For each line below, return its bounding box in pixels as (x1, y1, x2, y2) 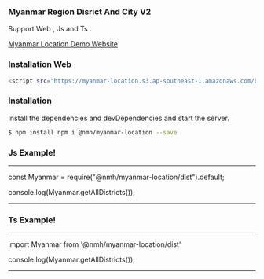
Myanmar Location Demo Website (8, 39, 118, 49)
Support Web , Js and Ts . (8, 24, 92, 34)
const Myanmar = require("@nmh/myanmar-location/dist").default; (8, 172, 225, 182)
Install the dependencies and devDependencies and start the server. (8, 113, 230, 123)
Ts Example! (8, 215, 57, 226)
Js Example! (8, 147, 57, 158)
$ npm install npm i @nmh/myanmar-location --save (8, 128, 178, 136)
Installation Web (8, 59, 72, 70)
